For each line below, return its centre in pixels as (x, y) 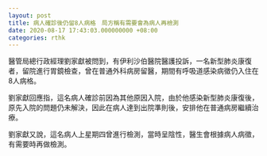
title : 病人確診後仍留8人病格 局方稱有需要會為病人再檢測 (93, 23)
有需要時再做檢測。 (40, 144)
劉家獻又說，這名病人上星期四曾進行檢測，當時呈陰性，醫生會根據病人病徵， (133, 135)
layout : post (30, 15)
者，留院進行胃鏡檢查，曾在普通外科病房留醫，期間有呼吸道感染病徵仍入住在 (133, 71)
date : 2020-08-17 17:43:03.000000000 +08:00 (83, 30)
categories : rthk (37, 38)
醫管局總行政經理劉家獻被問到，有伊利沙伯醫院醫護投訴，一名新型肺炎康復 (130, 61)
